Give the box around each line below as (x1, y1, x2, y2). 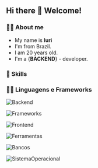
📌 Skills (6, 69, 27, 78)
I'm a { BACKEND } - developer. (14, 55, 89, 62)
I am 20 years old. (14, 49, 58, 56)
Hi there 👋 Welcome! (6, 6, 82, 16)
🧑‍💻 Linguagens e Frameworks (6, 85, 92, 93)
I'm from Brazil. (14, 43, 51, 50)
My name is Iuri (14, 36, 52, 44)
